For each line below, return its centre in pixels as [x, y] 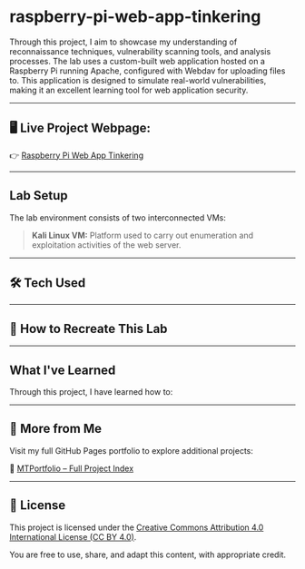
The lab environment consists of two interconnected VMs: [118, 217]
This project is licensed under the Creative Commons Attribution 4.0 [137, 527]
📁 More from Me [56, 429]
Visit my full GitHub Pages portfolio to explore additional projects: [132, 450]
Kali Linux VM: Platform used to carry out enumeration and [143, 235]
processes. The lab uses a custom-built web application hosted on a [138, 61]
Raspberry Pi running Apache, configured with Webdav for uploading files [148, 71]
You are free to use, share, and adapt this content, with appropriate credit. [148, 554]
